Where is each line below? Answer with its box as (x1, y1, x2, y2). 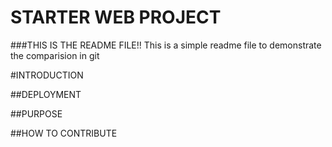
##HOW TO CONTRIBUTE (10, 127, 118, 139)
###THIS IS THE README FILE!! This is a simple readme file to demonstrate (10, 39, 322, 51)
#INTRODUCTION (10, 69, 84, 81)
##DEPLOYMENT (10, 88, 82, 100)
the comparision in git (10, 49, 100, 61)
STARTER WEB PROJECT (10, 6, 222, 29)
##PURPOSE (10, 107, 63, 120)
